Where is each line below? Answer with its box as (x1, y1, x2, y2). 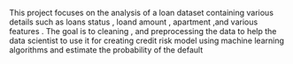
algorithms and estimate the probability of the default (9, 45, 204, 55)
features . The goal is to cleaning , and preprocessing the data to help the (9, 26, 277, 36)
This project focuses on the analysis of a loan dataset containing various (9, 8, 274, 18)
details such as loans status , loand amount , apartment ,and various (9, 17, 258, 27)
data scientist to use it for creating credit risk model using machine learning (9, 35, 285, 46)
